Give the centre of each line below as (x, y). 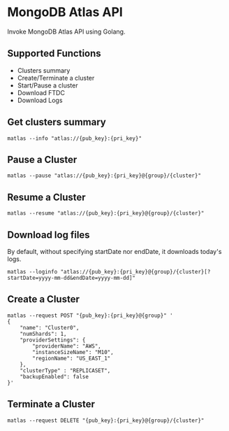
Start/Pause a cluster (47, 85)
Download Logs (40, 100)
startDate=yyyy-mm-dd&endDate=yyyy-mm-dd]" (72, 278)
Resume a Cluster (46, 197)
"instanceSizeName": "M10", (73, 352)
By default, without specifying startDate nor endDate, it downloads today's (114, 252)
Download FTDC (41, 92)
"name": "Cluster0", (50, 327)
